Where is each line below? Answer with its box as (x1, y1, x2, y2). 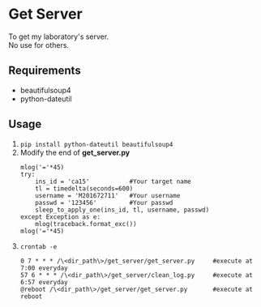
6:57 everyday (19, 278, 68, 286)
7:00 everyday (19, 264, 68, 272)
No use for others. (8, 40, 70, 49)
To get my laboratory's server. (8, 32, 109, 41)
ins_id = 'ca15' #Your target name (35, 177, 192, 185)
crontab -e (19, 242, 58, 251)
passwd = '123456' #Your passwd (35, 198, 173, 207)
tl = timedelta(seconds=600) (35, 184, 134, 193)
